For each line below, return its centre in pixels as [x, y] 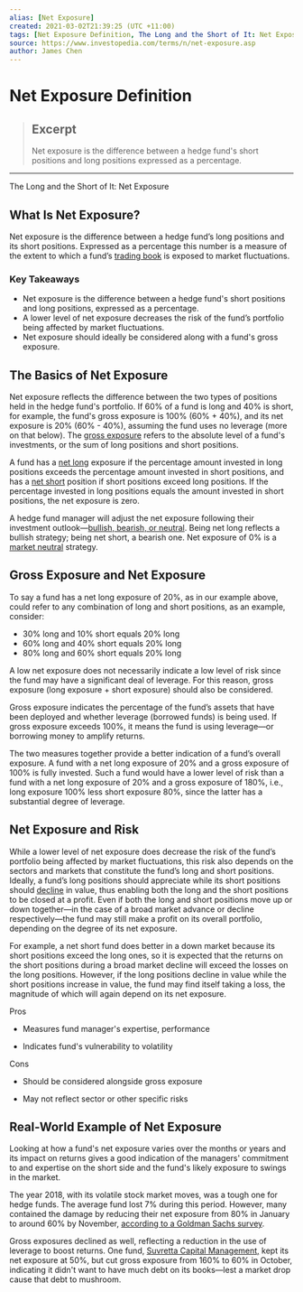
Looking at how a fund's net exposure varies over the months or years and [148, 1148]
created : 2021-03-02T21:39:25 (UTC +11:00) [92, 26]
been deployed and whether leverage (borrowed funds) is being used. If [143, 716]
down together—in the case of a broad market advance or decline [132, 909]
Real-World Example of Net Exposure [116, 1127]
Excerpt [54, 129]
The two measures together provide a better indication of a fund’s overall [145, 753]
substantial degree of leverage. [67, 801]
